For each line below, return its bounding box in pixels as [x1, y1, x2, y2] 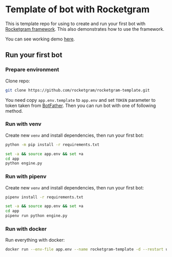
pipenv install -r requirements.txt [5, 195, 83, 200]
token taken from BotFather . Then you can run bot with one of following [5, 102, 156, 109]
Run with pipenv [5, 173, 47, 180]
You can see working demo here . [5, 36, 75, 42]
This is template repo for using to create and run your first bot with [5, 20, 146, 27]
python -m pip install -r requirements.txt [5, 142, 100, 147]
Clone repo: [5, 78, 30, 84]
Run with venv [5, 120, 42, 127]
